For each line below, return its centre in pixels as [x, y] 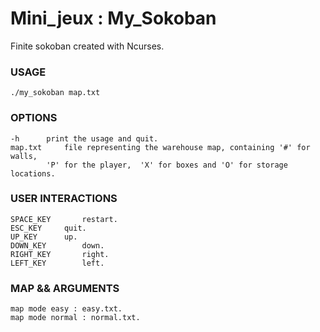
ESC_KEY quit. [48, 228]
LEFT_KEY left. [57, 263]
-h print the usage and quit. [84, 138]
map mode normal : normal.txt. [75, 318]
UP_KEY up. [44, 237]
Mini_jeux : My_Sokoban [113, 18]
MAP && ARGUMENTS [65, 288]
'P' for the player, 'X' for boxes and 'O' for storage [167, 165]
